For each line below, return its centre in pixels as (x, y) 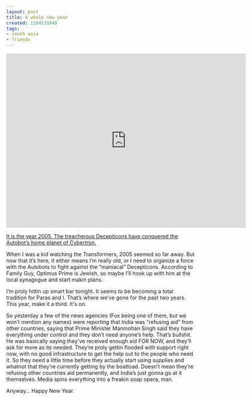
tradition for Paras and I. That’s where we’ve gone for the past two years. (96, 298)
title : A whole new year (37, 17)
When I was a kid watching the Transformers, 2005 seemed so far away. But (101, 254)
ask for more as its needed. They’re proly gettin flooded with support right (98, 347)
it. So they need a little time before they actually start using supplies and (95, 360)
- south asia (22, 34)
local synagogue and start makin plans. (54, 280)
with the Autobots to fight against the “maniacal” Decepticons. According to (100, 267)
